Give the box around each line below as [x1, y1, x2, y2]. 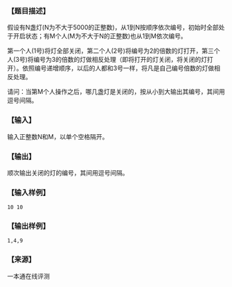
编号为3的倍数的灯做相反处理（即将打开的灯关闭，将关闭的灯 [33, 56, 208, 64]
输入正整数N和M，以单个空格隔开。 [7, 132, 109, 140]
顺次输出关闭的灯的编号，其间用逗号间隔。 [7, 168, 129, 177]
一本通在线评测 [7, 272, 50, 280]
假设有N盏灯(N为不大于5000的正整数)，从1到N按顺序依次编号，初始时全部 [7, 23, 220, 32]
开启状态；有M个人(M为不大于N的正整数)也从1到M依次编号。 [12, 32, 187, 40]
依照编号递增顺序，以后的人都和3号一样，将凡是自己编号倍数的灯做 [21, 64, 215, 72]
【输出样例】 [7, 221, 51, 231]
